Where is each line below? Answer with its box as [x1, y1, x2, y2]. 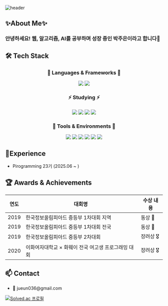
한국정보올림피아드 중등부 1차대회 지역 [25, 214, 111, 221]
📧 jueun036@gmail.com [12, 285, 62, 291]
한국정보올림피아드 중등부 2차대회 [25, 233, 101, 240]
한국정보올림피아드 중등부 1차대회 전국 [25, 223, 111, 230]
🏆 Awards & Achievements [5, 178, 92, 187]
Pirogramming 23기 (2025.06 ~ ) [12, 163, 79, 169]
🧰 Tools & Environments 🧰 [52, 123, 116, 130]
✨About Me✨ [5, 19, 47, 28]
